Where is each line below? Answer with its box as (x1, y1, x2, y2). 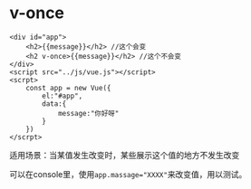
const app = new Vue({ (25, 83, 111, 92)
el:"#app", (42, 91, 83, 100)
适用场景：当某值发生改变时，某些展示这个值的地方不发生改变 (9, 149, 240, 160)
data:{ (42, 99, 67, 109)
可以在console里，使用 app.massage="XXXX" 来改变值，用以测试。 (9, 168, 247, 179)
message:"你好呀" (57, 109, 120, 118)
